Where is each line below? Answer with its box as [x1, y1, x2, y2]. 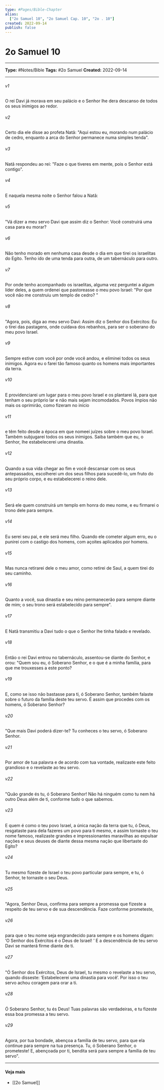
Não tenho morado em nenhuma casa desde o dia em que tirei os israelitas [5, 250, 156, 256]
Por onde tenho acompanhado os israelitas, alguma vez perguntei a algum [5, 282, 155, 288]
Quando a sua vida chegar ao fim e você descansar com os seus [5, 465, 136, 471]
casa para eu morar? [5, 224, 47, 230]
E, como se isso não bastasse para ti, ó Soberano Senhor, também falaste [5, 691, 154, 697]
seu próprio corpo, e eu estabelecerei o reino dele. [5, 476, 107, 482]
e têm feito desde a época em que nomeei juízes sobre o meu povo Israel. [5, 428, 154, 435]
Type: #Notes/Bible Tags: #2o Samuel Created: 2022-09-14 [5, 67, 127, 73]
